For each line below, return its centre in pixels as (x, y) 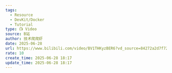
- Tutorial (21, 24)
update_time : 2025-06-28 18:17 (39, 63)
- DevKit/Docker (27, 20)
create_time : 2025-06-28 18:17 (39, 58)
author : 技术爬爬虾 (24, 39)
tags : (11, 10)
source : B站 (18, 34)
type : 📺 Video (21, 29)
